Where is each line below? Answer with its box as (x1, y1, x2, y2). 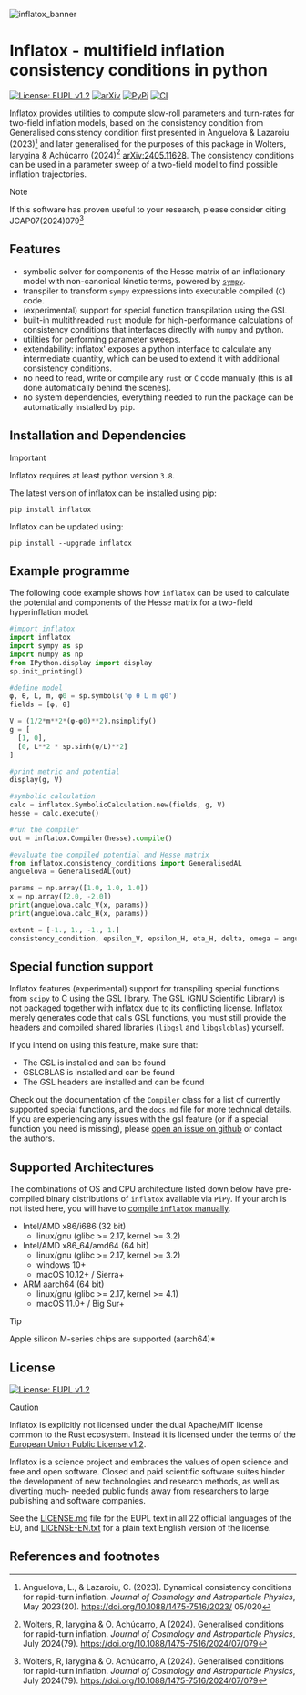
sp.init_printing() (9, 666, 84, 676)
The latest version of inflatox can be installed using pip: (9, 488, 217, 498)
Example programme (9, 563, 130, 579)
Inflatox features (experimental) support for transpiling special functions (9, 983, 280, 994)
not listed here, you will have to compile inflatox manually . (9, 1203, 231, 1214)
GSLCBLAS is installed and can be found (22, 1067, 176, 1078)
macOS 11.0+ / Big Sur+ (36, 1299, 125, 1310)
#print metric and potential (9, 766, 120, 776)
